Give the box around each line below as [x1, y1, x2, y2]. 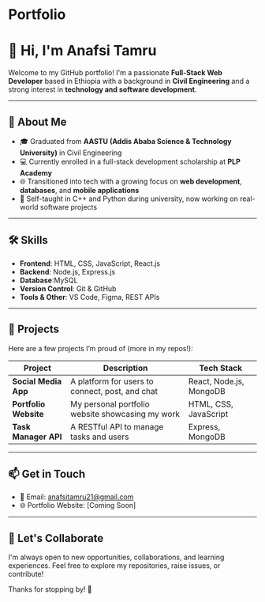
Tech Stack [199, 362, 243, 373]
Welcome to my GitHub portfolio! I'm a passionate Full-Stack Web [8, 68, 223, 78]
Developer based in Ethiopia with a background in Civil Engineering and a [8, 77, 250, 86]
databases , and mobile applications [19, 185, 140, 195]
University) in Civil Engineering [19, 148, 122, 157]
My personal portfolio [70, 398, 150, 409]
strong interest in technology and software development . [8, 85, 197, 94]
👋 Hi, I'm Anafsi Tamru [8, 42, 157, 60]
